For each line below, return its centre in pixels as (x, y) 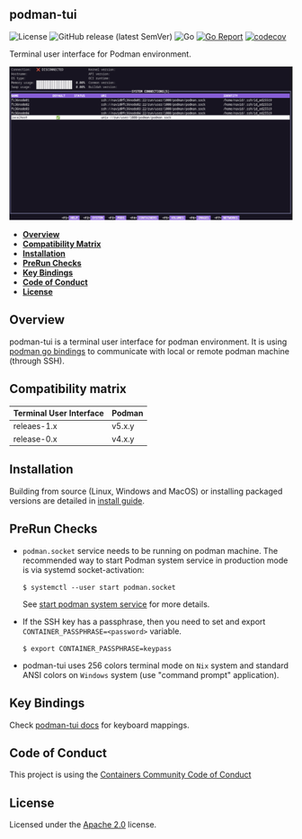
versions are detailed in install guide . (77, 500)
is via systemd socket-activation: (83, 569)
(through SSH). (37, 361)
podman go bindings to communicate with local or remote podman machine (150, 351)
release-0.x (35, 439)
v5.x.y (123, 426)
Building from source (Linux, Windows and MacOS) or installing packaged (146, 491)
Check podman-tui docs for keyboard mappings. (100, 725)
